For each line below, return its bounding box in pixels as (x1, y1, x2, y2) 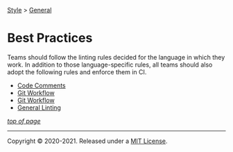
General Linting (17, 103, 61, 112)
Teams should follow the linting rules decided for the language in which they (7, 53, 225, 61)
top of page (7, 117, 41, 125)
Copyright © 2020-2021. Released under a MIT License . (7, 137, 168, 145)
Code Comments (17, 81, 66, 90)
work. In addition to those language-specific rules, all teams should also (7, 60, 213, 69)
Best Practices (7, 31, 93, 46)
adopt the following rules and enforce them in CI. (7, 67, 147, 76)
